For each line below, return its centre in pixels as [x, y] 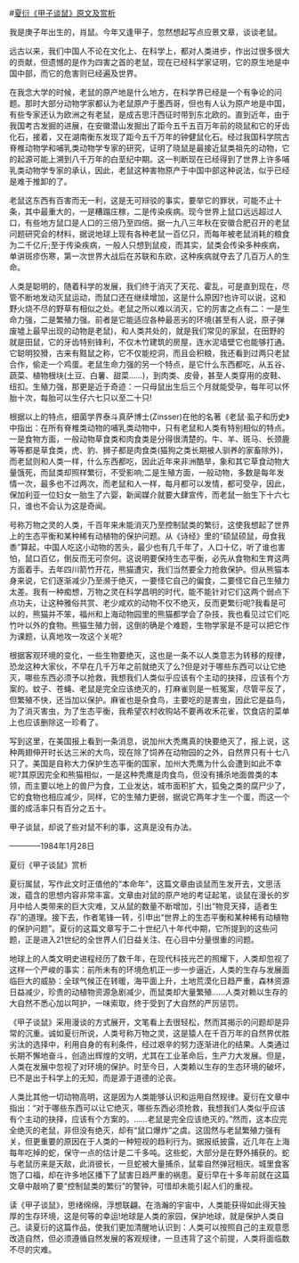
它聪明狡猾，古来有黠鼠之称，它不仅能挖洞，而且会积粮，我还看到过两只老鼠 [149, 353]
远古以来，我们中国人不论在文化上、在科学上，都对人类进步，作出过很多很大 [149, 51]
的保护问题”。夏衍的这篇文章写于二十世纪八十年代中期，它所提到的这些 [140, 929]
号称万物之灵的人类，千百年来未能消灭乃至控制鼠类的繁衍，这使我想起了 [141, 525]
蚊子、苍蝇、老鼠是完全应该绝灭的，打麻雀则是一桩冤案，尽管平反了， [161, 689]
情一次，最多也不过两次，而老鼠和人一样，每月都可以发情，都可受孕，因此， [149, 483]
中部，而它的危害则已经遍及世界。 [79, 73]
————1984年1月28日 [52, 846]
